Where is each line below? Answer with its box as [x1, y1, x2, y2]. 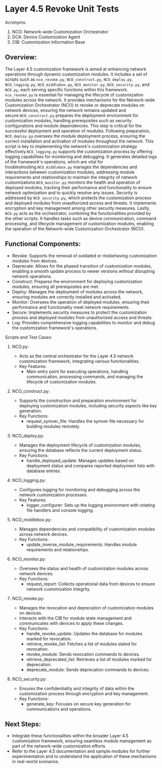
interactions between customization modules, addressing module [5, 169, 135, 175]
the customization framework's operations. [12, 325, 98, 331]
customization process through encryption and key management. [19, 690, 149, 696]
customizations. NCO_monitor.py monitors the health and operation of [5, 179, 141, 185]
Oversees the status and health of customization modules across [19, 565, 148, 571]
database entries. [26, 468, 61, 474]
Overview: [5, 53, 37, 62]
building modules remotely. [26, 423, 81, 429]
